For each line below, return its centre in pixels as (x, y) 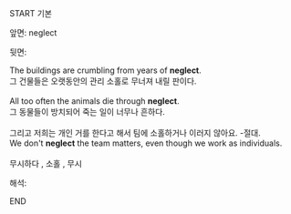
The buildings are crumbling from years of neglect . (106, 70)
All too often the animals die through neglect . (94, 101)
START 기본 (31, 13)
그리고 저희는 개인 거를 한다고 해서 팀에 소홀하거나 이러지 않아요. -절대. (135, 133)
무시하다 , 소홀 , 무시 (46, 163)
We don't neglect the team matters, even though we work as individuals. (146, 143)
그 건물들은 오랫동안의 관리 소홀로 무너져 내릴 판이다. (103, 81)
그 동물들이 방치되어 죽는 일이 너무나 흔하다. (88, 112)
